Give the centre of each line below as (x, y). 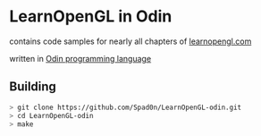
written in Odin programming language (80, 58)
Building (33, 87)
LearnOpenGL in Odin (91, 17)
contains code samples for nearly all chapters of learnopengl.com (130, 41)
